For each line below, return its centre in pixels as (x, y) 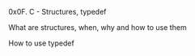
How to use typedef (41, 43)
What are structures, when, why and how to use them (98, 27)
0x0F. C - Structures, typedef (57, 12)
